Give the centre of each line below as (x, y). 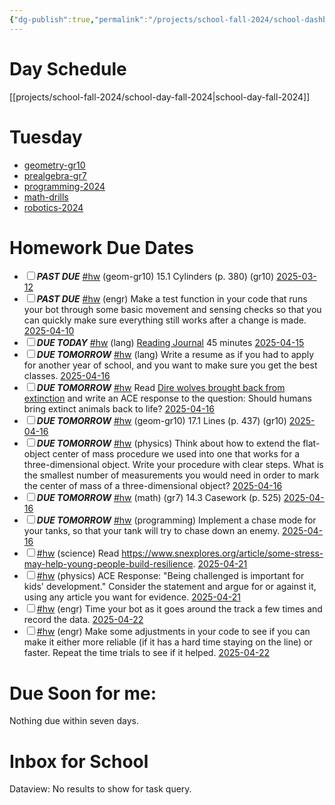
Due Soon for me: (83, 693)
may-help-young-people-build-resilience (108, 564)
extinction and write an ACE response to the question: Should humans (167, 398)
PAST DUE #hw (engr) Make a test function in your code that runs (172, 299)
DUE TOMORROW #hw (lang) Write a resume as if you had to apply (175, 355)
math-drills (46, 197)
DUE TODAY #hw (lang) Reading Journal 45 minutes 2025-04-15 (170, 343)
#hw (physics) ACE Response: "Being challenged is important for (170, 576)
